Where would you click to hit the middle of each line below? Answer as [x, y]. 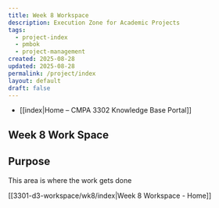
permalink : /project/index [52, 74]
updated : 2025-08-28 [42, 66]
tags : [17, 30]
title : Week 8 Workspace [48, 15]
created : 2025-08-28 [42, 59]
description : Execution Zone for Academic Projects [94, 23]
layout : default [34, 81]
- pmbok [28, 45]
